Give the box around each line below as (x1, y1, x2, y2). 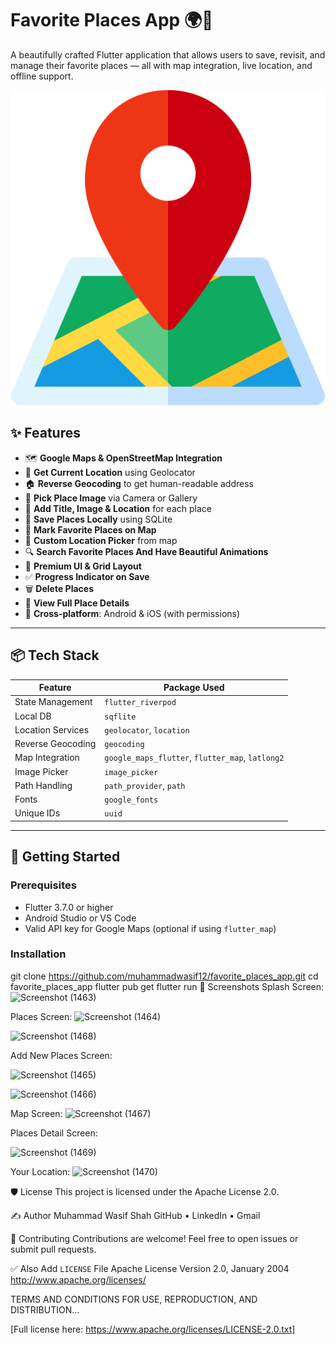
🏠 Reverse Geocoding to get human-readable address (24, 477, 254, 489)
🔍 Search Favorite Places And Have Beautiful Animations (24, 545, 269, 557)
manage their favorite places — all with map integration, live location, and (10, 59, 313, 71)
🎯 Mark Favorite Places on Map (24, 523, 157, 536)
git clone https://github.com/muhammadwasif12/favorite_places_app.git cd (10, 970, 319, 982)
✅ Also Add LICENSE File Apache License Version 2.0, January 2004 (10, 1262, 290, 1274)
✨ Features (10, 425, 81, 442)
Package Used (163, 682, 225, 694)
